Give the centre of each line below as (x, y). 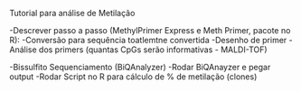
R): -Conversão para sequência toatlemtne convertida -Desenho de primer (148, 40)
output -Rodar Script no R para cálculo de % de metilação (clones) (133, 77)
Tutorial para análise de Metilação (72, 13)
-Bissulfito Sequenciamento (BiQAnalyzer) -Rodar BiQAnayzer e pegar (140, 67)
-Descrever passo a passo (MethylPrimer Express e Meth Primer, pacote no (150, 30)
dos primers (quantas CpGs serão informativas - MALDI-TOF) (154, 50)
